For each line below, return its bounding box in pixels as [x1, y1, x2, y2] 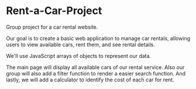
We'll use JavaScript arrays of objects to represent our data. [6, 52, 152, 59]
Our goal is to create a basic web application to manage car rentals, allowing [6, 35, 191, 42]
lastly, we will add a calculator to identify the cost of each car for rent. [6, 76, 174, 83]
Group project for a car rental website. [6, 23, 98, 30]
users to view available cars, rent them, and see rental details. [6, 41, 155, 48]
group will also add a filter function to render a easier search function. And [6, 70, 186, 77]
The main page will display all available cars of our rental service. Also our [6, 63, 185, 71]
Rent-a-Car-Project [6, 4, 102, 18]
